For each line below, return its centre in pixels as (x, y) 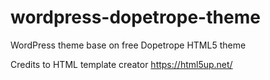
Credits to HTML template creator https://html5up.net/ (121, 64)
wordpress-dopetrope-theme (135, 17)
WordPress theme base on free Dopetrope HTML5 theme (128, 45)
